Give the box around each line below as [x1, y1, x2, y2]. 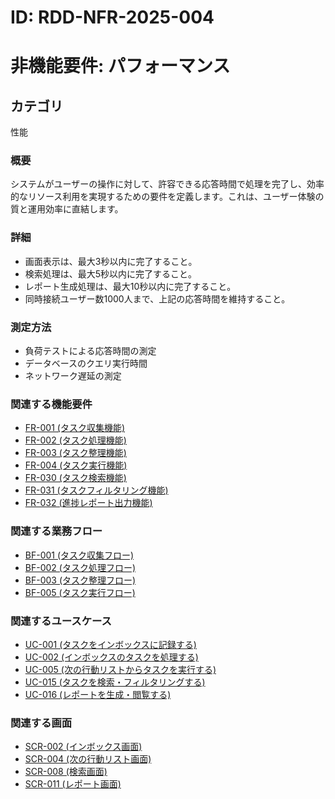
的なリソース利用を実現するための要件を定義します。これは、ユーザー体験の [10, 191, 325, 203]
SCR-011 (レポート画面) [24, 778, 122, 790]
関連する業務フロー [10, 524, 103, 538]
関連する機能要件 [10, 397, 93, 411]
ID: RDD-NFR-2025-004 [10, 6, 215, 29]
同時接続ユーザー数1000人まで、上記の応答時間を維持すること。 [24, 292, 291, 305]
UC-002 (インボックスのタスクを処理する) [24, 651, 199, 663]
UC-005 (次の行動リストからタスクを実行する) [24, 663, 217, 675]
